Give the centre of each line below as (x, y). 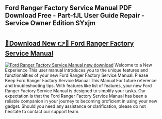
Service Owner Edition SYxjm (50, 23)
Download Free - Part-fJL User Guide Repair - (75, 16)
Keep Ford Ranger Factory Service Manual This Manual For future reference (81, 80)
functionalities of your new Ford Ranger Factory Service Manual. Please (77, 75)
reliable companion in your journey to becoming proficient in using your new (81, 101)
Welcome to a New (134, 65)
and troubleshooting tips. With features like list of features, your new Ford (79, 85)
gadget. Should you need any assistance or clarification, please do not (76, 106)
